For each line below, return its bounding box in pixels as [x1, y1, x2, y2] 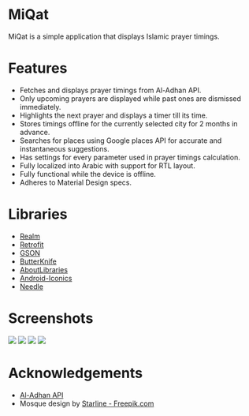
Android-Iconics [19, 273, 72, 283]
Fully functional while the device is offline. [19, 169, 156, 178]
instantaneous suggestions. [19, 144, 110, 153]
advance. [19, 127, 50, 137]
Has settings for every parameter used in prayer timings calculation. [19, 152, 240, 162]
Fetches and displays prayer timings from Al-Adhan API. [19, 85, 202, 95]
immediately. [19, 102, 61, 111]
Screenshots [8, 309, 94, 327]
